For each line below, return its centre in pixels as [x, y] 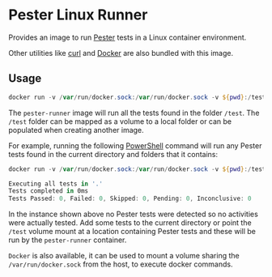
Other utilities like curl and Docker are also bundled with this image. [121, 53]
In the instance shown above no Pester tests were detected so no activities [134, 214]
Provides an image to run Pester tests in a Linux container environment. [127, 37]
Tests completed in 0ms [49, 191]
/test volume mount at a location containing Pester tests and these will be [132, 232]
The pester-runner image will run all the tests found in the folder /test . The [134, 113]
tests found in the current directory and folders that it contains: [113, 154]
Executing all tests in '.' [56, 184]
